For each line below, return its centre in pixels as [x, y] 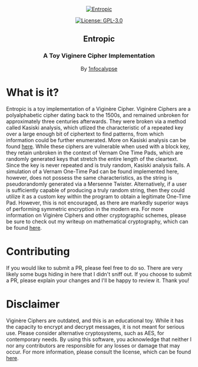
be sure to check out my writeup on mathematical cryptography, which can [97, 221]
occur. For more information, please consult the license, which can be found [99, 352]
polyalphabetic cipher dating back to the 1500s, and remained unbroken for [98, 115]
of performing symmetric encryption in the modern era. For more [85, 209]
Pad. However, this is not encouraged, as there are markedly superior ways [97, 203]
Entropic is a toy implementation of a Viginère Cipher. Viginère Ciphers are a [98, 108]
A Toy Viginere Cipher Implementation [99, 56]
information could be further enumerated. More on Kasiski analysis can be [96, 140]
